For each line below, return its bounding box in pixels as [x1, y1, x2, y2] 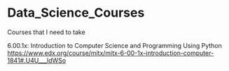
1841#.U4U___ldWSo [7, 56, 67, 64]
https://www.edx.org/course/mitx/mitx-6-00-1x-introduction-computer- [7, 49, 214, 57]
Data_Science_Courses [7, 5, 145, 21]
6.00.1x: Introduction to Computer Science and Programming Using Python [7, 41, 222, 49]
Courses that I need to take [7, 28, 85, 36]
